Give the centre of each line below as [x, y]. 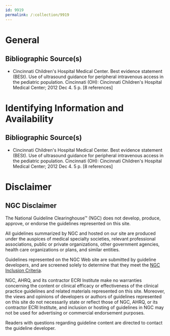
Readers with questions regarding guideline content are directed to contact [84, 323]
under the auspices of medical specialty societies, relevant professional [81, 238]
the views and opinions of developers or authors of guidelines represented [83, 296]
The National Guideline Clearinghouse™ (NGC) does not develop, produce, [83, 218]
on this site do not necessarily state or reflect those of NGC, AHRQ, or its [81, 302]
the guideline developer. [31, 328]
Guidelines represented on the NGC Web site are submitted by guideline [81, 259]
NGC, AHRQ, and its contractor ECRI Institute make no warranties [74, 280]
